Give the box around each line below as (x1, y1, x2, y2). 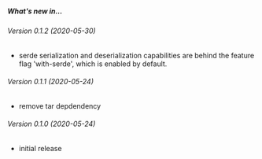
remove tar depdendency (18, 101, 101, 110)
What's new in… (7, 6, 63, 16)
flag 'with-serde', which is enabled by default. (18, 59, 168, 68)
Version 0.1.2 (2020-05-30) (7, 26, 96, 35)
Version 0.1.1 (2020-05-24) (7, 77, 94, 87)
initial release (18, 143, 62, 153)
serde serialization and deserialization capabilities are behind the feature (18, 50, 255, 60)
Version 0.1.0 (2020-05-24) (7, 119, 96, 129)
